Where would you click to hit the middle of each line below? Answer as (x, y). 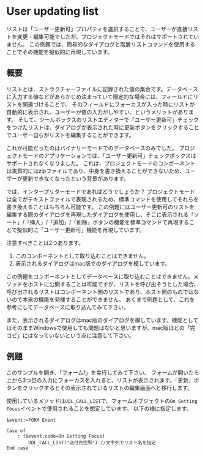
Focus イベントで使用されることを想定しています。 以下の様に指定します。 (99, 408)
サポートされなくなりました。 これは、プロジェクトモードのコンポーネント (101, 163)
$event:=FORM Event (31, 420)
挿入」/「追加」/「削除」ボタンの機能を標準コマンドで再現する (110, 222)
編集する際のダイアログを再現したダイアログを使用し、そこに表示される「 (100, 214)
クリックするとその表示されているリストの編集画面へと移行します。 (108, 387)
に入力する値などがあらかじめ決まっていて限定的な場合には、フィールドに (100, 97)
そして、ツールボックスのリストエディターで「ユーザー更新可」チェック (108, 119)
